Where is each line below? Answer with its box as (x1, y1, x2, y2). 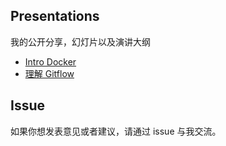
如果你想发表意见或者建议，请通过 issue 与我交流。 (10, 125, 222, 137)
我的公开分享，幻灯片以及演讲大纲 (10, 35, 151, 48)
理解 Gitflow (24, 67, 75, 79)
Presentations (10, 8, 100, 25)
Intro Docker (24, 55, 77, 68)
